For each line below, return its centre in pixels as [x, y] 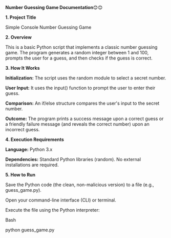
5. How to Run [20, 175]
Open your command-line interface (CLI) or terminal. [61, 200]
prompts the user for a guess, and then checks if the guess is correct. [79, 58]
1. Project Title [21, 17]
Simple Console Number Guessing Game [48, 27]
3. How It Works [23, 68]
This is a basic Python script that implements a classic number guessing [81, 47]
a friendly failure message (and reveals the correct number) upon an [77, 124]
